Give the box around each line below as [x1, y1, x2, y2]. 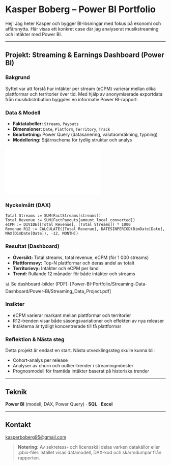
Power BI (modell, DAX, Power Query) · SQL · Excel [5, 401, 113, 407]
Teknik [5, 388, 27, 396]
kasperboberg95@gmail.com [5, 434, 67, 440]
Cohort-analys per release [12, 357, 68, 363]
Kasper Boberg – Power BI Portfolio [5, 4, 156, 15]
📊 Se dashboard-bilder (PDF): [5, 281, 69, 287]
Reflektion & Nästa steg [5, 336, 65, 343]
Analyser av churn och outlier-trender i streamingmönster [12, 363, 134, 369]
